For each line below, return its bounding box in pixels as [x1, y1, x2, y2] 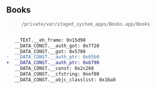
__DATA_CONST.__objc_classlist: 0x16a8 [14, 76, 116, 83]
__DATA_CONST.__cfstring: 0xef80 [14, 71, 99, 77]
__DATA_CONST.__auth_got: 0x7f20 [14, 43, 99, 49]
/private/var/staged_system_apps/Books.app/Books [21, 21, 151, 27]
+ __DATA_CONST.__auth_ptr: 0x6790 [6, 60, 99, 66]
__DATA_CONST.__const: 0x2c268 [14, 65, 95, 72]
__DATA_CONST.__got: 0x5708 [14, 48, 86, 54]
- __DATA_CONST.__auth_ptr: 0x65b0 [6, 54, 99, 60]
